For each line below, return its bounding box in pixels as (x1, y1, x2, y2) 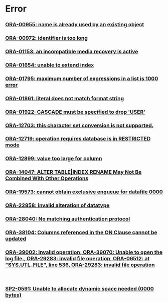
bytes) (5, 291, 22, 298)
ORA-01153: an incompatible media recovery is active (5, 48, 138, 55)
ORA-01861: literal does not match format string (5, 95, 124, 102)
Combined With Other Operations (5, 175, 89, 182)
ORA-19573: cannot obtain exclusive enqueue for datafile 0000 (5, 188, 163, 195)
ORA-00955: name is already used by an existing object (5, 21, 144, 28)
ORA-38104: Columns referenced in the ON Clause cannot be (5, 229, 157, 236)
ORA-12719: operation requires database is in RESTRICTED (5, 135, 151, 142)
